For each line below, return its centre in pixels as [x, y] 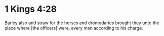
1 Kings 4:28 [31, 9]
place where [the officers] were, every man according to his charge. [74, 28]
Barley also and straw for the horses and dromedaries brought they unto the [82, 23]
